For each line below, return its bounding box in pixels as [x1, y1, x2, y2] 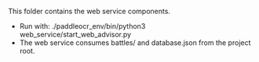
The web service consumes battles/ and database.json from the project [19, 38, 251, 47]
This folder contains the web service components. [8, 7, 171, 15]
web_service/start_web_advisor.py [19, 30, 132, 39]
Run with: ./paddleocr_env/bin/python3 [19, 22, 146, 30]
